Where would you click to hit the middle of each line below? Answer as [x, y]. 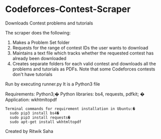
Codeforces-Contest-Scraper [68, 9]
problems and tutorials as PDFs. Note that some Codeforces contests [84, 69]
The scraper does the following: [38, 32]
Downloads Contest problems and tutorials [49, 23]
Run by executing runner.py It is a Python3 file [53, 84]
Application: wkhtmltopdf [31, 99]
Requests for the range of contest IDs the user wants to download [80, 47]
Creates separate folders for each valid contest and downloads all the [84, 63]
